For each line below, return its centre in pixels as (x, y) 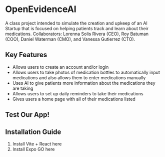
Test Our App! (27, 115)
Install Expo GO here (33, 149)
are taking (23, 88)
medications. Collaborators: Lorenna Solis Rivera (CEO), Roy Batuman (77, 34)
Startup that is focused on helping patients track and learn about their (77, 28)
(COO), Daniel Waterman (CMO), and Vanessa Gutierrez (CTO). (70, 39)
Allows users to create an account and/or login (60, 67)
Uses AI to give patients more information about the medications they (84, 83)
